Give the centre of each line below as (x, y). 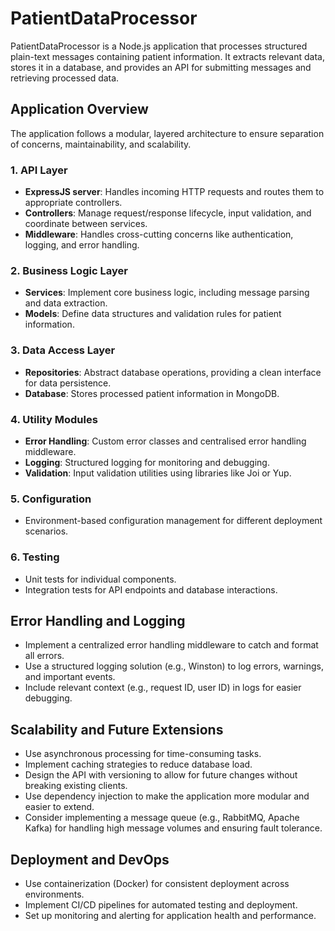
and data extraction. (66, 303)
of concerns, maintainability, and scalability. (101, 144)
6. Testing (35, 557)
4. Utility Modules (54, 419)
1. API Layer (39, 170)
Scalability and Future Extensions (117, 729)
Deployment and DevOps (90, 859)
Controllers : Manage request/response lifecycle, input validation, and (168, 213)
